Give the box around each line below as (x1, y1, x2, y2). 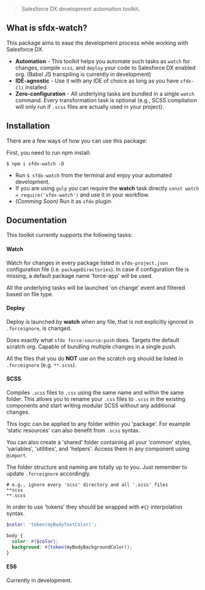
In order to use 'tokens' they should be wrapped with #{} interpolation (6, 503, 182, 510)
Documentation (6, 215, 67, 226)
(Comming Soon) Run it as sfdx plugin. (15, 197, 113, 204)
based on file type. (6, 290, 54, 297)
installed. (25, 83, 48, 91)
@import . (6, 452, 28, 459)
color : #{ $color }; (12, 538, 59, 544)
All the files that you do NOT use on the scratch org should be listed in (6, 354, 184, 362)
